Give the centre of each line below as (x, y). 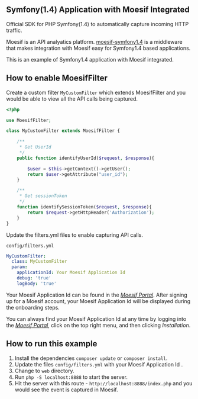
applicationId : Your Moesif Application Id (71, 273)
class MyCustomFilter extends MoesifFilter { (63, 131)
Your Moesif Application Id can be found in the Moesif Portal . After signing (97, 295)
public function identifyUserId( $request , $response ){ (86, 158)
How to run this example (52, 344)
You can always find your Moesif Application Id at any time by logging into (96, 318)
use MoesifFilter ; (29, 120)
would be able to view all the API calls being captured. (72, 99)
